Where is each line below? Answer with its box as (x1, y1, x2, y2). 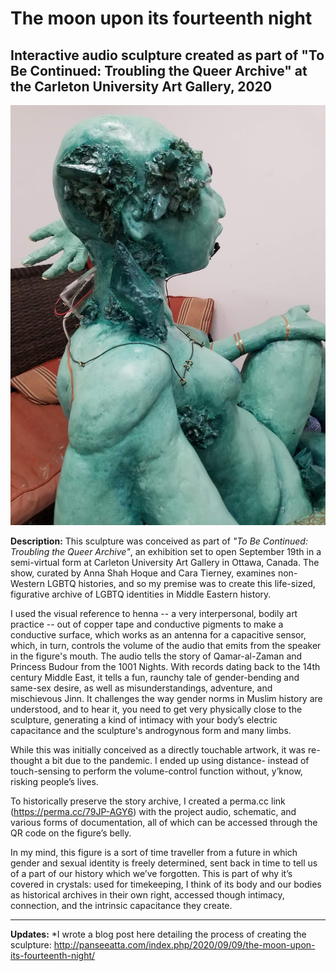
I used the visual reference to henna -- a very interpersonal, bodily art (10, 608, 298, 619)
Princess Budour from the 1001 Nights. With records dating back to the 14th (10, 661, 321, 672)
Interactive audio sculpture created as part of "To (10, 47, 325, 64)
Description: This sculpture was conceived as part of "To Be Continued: (10, 535, 308, 547)
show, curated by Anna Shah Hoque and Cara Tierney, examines (10, 567, 277, 579)
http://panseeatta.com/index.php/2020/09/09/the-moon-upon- (53, 939, 316, 951)
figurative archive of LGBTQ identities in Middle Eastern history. (10, 588, 272, 600)
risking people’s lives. (10, 776, 99, 787)
